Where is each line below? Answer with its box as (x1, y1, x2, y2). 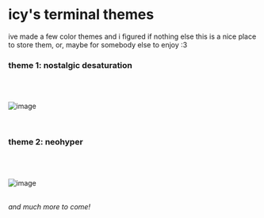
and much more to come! (8, 201, 91, 211)
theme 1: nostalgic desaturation (8, 59, 133, 70)
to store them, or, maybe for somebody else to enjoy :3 (8, 39, 188, 49)
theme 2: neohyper (8, 137, 83, 148)
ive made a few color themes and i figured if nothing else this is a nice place (8, 32, 257, 41)
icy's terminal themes (8, 6, 155, 24)
